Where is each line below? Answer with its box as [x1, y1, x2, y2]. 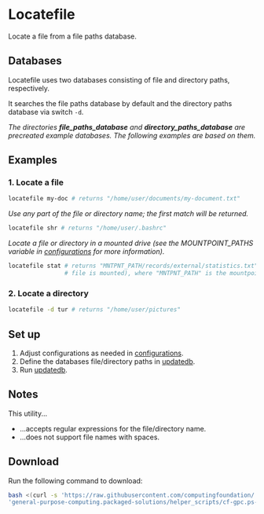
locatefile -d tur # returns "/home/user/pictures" [8, 306, 181, 314]
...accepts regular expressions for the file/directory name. [19, 424, 207, 433]
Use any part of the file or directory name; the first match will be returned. [8, 209, 249, 218]
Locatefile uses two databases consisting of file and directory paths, [8, 75, 230, 84]
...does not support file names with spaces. [19, 432, 159, 442]
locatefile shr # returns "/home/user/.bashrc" [8, 224, 167, 233]
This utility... [8, 409, 48, 418]
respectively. [8, 83, 49, 93]
